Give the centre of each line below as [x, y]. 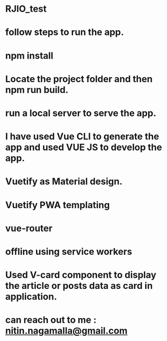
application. [31, 297]
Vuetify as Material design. [64, 181]
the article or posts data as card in [79, 286]
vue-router [29, 228]
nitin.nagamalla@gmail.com [66, 331]
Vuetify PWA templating [57, 205]
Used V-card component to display [81, 275]
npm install [29, 55]
